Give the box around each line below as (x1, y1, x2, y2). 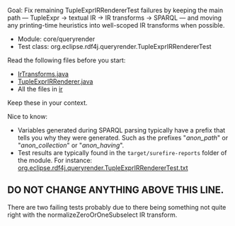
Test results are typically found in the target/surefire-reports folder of (17, 149, 227, 157)
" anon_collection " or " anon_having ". (17, 141, 125, 149)
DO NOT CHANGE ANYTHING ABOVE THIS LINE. (7, 184, 224, 196)
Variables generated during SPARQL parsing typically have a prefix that (17, 126, 226, 134)
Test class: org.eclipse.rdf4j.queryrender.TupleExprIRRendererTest (17, 43, 212, 50)
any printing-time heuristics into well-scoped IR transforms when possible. (7, 21, 225, 29)
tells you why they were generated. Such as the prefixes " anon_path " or (17, 134, 229, 142)
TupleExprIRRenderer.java (17, 77, 93, 86)
